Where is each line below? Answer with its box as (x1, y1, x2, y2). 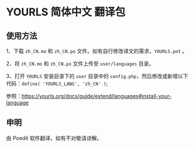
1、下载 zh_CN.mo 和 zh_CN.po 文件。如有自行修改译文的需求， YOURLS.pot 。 (6, 48, 188, 54)
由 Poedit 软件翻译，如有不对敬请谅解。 (6, 134, 102, 142)
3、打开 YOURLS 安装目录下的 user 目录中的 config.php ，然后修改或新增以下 (6, 73, 189, 80)
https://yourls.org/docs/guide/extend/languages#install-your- (21, 93, 172, 99)
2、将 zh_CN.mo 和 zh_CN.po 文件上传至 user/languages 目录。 (6, 60, 154, 67)
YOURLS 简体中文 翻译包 (6, 5, 126, 19)
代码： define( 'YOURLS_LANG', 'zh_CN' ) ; (6, 80, 108, 87)
